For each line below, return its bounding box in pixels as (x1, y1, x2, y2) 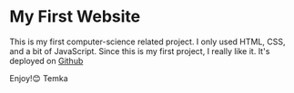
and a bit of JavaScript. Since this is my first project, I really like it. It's (9, 45, 270, 56)
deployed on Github (9, 55, 84, 66)
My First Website (9, 6, 141, 27)
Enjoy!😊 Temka (9, 72, 68, 83)
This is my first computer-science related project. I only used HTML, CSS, (9, 36, 286, 47)
